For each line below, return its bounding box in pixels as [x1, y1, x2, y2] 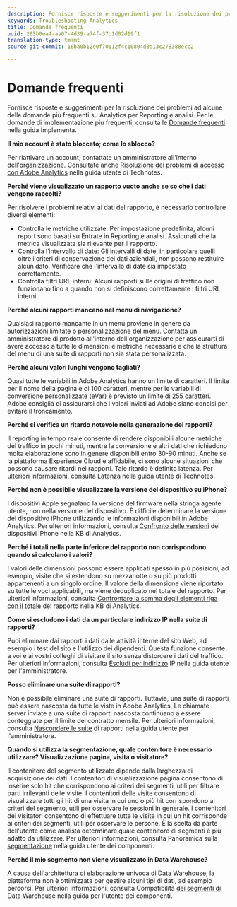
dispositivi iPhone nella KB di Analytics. [7, 529, 121, 537]
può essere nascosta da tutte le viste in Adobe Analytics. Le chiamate [7, 701, 210, 710]
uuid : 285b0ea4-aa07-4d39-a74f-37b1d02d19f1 [7, 30, 140, 37]
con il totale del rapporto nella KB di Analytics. [7, 602, 142, 610]
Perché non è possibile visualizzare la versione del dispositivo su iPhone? [7, 485, 228, 493]
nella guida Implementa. [7, 125, 78, 134]
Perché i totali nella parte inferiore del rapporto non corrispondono [7, 542, 207, 551]
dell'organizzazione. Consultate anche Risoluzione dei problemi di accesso [7, 160, 225, 169]
